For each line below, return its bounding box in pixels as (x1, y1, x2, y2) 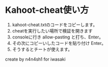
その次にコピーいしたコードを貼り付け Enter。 (12, 40, 107, 46)
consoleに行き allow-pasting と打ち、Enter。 (12, 34, 104, 40)
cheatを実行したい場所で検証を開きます (12, 28, 93, 33)
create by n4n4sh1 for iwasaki (5, 56, 66, 62)
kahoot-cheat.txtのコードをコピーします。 (12, 22, 97, 28)
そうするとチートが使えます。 (12, 46, 73, 52)
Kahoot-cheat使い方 (5, 4, 89, 16)
